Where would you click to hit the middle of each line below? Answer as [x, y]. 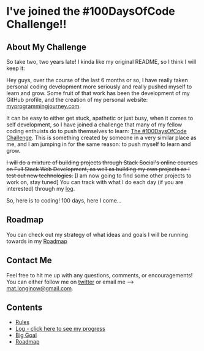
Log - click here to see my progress [60, 329]
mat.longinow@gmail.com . [40, 288]
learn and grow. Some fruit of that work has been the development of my [98, 93]
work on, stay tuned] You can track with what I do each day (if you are [95, 182]
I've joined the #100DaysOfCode [91, 11]
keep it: [16, 68]
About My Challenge [47, 47]
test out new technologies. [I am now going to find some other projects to [99, 175]
